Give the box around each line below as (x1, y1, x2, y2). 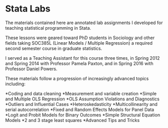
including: (5, 81, 26, 87)
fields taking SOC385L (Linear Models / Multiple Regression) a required (5, 40, 153, 46)
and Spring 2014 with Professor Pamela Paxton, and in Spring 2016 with (5, 60, 154, 66)
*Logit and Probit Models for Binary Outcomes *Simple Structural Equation (5, 111, 160, 118)
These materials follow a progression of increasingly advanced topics (5, 75, 149, 81)
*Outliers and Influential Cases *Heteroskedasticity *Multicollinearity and (5, 101, 158, 107)
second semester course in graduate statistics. (5, 45, 102, 51)
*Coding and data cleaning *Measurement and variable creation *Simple (5, 90, 157, 96)
